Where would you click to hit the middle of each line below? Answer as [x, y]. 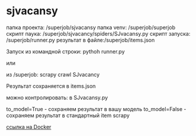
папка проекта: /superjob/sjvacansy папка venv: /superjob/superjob [91, 27]
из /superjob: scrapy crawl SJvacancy [53, 74]
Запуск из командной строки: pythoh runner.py [65, 51]
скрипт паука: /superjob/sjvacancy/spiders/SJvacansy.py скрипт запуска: [98, 33]
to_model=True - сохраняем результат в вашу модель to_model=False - [96, 109]
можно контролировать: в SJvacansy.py [57, 97]
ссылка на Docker [29, 126]
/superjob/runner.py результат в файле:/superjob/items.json [80, 40]
